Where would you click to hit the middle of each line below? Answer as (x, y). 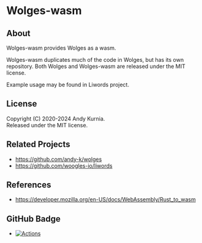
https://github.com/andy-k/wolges (58, 159)
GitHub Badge (34, 219)
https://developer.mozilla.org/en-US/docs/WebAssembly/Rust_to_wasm (105, 200)
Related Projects (38, 144)
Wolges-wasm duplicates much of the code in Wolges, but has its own (95, 60)
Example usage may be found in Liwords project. (68, 84)
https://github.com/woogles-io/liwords (64, 165)
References (29, 185)
